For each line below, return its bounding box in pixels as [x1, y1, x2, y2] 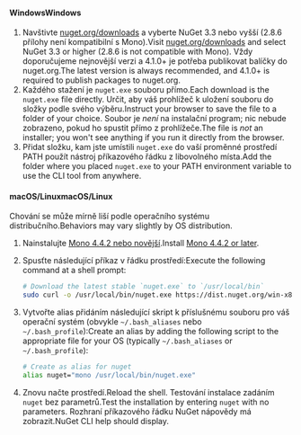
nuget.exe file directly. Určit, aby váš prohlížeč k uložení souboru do [22, 94, 274, 105]
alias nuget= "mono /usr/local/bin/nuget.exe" [22, 371, 196, 380]
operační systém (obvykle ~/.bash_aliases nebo [22, 316, 202, 327]
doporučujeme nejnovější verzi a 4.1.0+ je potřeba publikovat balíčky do [22, 56, 288, 67]
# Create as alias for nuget [22, 362, 132, 372]
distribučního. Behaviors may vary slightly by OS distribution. [9, 220, 234, 231]
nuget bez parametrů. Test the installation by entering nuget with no [22, 396, 270, 407]
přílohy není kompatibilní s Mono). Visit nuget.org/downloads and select [22, 37, 287, 48]
